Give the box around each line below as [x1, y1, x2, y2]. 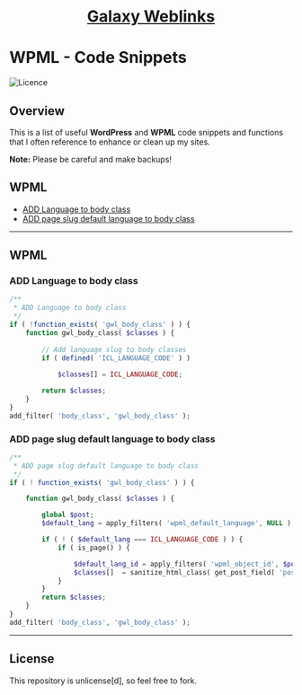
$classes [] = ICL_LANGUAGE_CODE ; [57, 370, 182, 379]
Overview [9, 103, 66, 119]
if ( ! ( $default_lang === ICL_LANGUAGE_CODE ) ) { [41, 535, 244, 544]
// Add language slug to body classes [41, 345, 187, 354]
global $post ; [41, 510, 94, 520]
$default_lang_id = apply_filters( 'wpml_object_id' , [73, 559, 280, 568]
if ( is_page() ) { [57, 543, 130, 552]
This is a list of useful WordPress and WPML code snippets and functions [9, 127, 284, 137]
